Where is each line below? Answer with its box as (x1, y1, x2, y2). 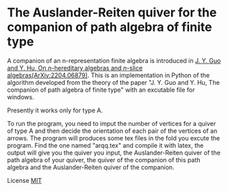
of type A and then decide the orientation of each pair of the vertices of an (7, 127, 218, 135)
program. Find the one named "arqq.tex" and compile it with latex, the (7, 141, 204, 149)
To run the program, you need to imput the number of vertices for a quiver (7, 119, 216, 127)
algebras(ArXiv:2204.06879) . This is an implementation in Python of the (7, 71, 210, 79)
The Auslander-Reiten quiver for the (7, 5, 217, 21)
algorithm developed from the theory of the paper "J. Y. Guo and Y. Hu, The (7, 78, 220, 86)
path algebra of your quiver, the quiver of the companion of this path (7, 155, 201, 164)
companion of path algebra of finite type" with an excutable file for (7, 86, 195, 94)
